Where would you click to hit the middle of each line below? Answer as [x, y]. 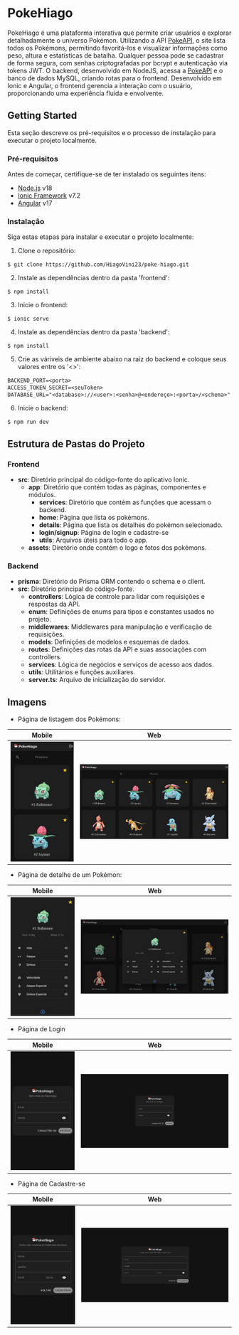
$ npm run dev [28, 422]
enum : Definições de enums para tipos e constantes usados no [121, 612]
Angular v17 [35, 203]
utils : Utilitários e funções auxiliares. [82, 672]
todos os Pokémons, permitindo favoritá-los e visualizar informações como [117, 48]
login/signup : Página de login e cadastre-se [104, 533]
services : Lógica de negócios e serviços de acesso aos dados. [121, 665]
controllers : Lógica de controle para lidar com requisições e [116, 597]
